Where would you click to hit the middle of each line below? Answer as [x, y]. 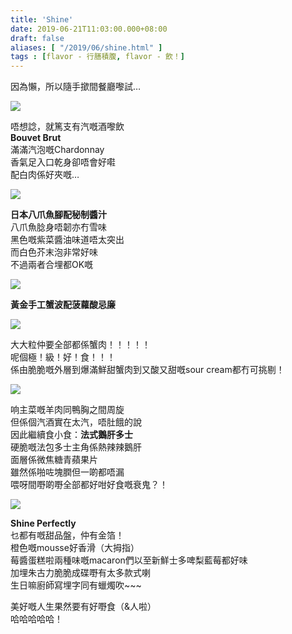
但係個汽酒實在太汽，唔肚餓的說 [76, 422]
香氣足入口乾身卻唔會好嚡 [63, 162]
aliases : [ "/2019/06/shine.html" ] [86, 47]
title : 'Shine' [42, 19]
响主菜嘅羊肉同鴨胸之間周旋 [67, 410]
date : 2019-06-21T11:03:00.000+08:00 [89, 29]
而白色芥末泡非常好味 [54, 252]
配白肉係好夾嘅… [45, 175]
